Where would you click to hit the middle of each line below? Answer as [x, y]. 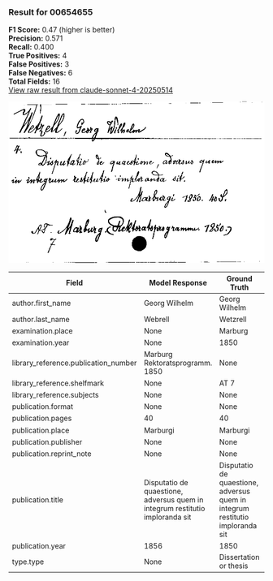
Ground [239, 278]
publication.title [37, 499]
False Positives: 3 [39, 64]
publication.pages [42, 418]
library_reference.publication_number [74, 363]
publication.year [39, 545]
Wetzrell [233, 319]
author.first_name [41, 303]
